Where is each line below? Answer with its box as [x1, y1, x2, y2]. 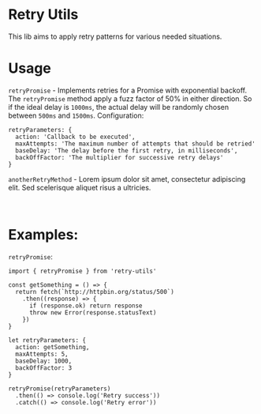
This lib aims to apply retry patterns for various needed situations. [8, 32, 222, 41]
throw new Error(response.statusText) [28, 308, 157, 317]
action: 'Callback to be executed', [15, 133, 136, 141]
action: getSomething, [15, 343, 90, 351]
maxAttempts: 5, [15, 350, 69, 358]
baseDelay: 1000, [15, 357, 73, 365]
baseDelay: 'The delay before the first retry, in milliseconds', [15, 146, 238, 155]
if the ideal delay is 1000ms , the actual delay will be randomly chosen [8, 102, 229, 111]
